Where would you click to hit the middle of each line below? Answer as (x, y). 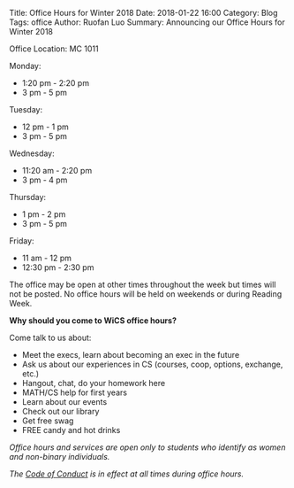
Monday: (25, 66)
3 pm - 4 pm (45, 180)
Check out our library (60, 411)
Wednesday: (32, 153)
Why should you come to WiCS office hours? (93, 321)
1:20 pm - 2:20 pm (56, 83)
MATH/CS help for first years (75, 392)
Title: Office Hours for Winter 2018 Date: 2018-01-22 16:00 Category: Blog (143, 13)
